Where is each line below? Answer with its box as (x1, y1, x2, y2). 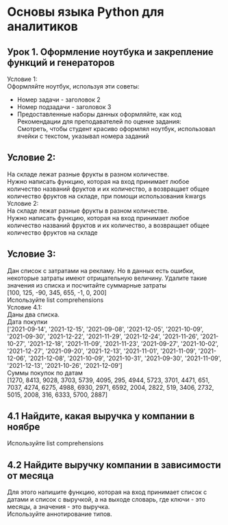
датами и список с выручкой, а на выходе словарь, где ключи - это (7, 495, 205, 504)
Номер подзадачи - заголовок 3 (16, 103, 112, 110)
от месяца (7, 469, 54, 481)
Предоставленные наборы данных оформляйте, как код (16, 110, 182, 118)
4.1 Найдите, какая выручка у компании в (7, 410, 195, 422)
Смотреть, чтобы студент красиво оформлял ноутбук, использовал (16, 125, 216, 132)
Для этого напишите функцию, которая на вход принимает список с (7, 488, 207, 496)
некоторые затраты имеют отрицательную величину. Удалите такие (7, 274, 207, 282)
